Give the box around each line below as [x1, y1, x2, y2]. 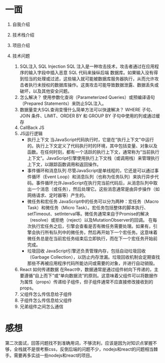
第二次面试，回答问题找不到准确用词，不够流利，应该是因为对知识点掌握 [5, 340, 153, 346]
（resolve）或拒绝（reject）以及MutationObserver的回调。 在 [27, 217, 153, 223]
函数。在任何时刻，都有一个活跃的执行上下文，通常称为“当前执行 [27, 149, 160, 155]
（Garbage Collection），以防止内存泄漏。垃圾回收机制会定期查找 [27, 254, 160, 260]
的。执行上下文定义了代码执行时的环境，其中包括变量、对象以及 [27, 142, 158, 148]
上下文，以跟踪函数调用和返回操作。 [27, 161, 102, 167]
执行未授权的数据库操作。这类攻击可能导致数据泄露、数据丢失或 [28, 82, 159, 88]
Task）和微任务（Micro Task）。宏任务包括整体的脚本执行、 [27, 204, 149, 210]
